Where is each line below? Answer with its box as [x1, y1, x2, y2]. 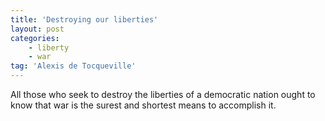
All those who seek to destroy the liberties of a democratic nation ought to [10, 89, 316, 100]
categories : [10, 33, 60, 43]
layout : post [10, 24, 65, 34]
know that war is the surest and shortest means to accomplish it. [10, 99, 277, 111]
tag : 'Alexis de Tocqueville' [10, 61, 137, 71]
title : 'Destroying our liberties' [10, 14, 159, 25]
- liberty [28, 42, 70, 53]
